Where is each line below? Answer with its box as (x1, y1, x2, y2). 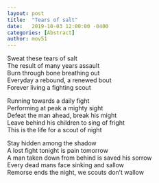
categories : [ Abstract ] (7, 29, 75, 36)
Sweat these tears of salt (7, 54, 77, 62)
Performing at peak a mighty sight (7, 104, 103, 112)
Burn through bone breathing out (7, 69, 100, 77)
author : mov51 (7, 36, 48, 42)
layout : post (7, 10, 45, 17)
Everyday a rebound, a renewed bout (7, 76, 112, 84)
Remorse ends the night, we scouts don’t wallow (7, 169, 144, 177)
